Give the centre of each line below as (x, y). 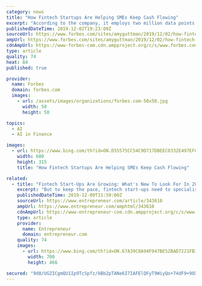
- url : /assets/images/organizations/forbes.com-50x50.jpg (93, 101)
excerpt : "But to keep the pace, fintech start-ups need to (94, 190)
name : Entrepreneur (46, 229)
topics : (16, 123)
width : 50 (34, 107)
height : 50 (36, 112)
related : (17, 178)
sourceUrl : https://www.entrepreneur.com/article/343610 (90, 201)
